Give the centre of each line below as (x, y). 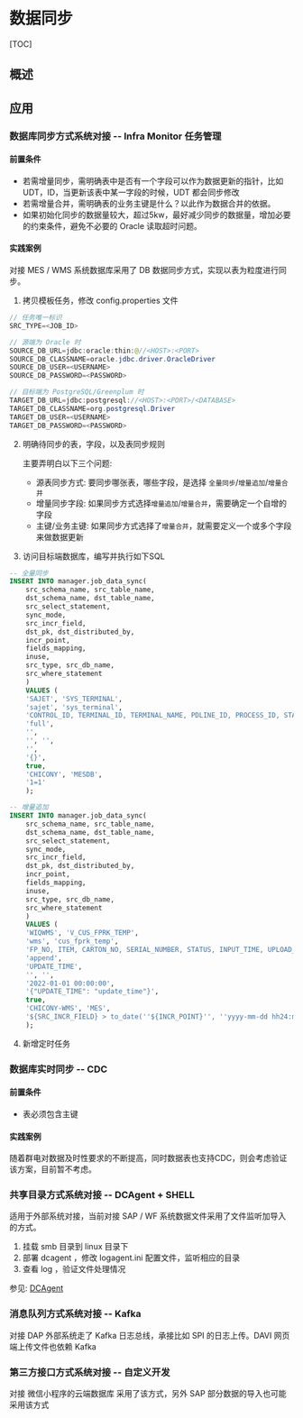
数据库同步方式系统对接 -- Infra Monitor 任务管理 (115, 136)
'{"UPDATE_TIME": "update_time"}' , (92, 992)
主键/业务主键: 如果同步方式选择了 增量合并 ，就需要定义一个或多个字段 (164, 526)
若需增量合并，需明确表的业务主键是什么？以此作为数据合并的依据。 (149, 203)
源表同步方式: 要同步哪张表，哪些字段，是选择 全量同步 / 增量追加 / (152, 482)
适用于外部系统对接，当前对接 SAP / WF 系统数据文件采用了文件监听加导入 (148, 1216)
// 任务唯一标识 (36, 318)
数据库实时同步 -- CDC (59, 1069)
